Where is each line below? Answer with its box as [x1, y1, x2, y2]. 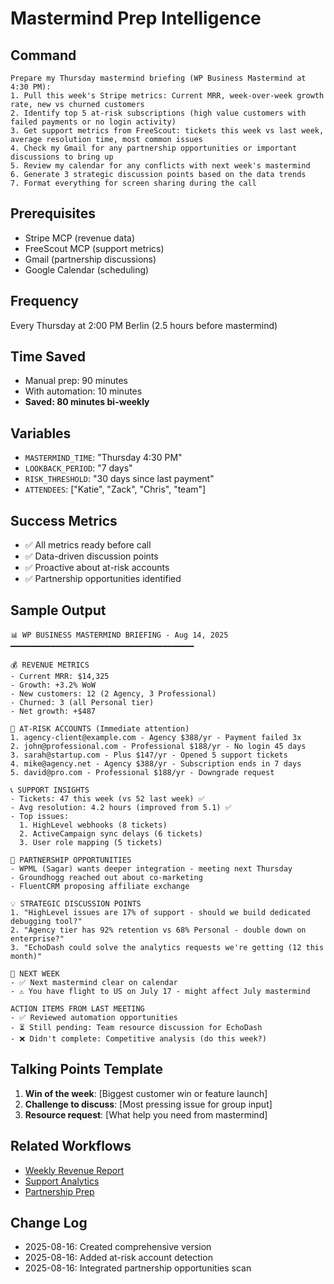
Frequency [10, 293, 79, 310]
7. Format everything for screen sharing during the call [10, 178, 257, 188]
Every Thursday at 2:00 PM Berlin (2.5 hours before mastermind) [10, 319, 278, 331]
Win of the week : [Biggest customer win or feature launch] [24, 1087, 268, 1099]
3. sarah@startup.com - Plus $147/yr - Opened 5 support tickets [10, 750, 288, 760]
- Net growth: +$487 [10, 706, 97, 716]
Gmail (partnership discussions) [24, 253, 157, 265]
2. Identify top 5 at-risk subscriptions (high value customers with [10, 108, 307, 118]
